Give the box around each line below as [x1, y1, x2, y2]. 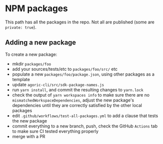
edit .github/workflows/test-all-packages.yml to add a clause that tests [12, 113, 159, 119]
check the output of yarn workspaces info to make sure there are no [12, 92, 150, 98]
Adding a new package [5, 39, 77, 47]
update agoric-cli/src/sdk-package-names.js [12, 82, 104, 87]
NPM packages [5, 3, 68, 14]
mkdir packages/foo [12, 61, 51, 66]
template [12, 76, 30, 82]
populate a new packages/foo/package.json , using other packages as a [12, 71, 155, 77]
